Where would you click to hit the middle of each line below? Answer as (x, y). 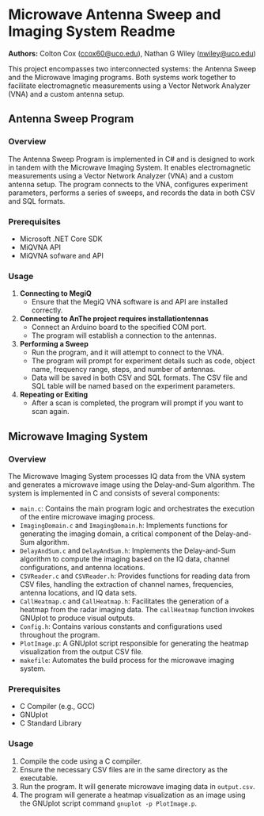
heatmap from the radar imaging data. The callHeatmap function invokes (137, 609)
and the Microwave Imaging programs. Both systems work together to (122, 77)
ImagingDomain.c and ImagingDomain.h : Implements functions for (123, 525)
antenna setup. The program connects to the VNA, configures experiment (128, 184)
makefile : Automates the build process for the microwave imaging (127, 660)
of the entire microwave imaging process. (87, 516)
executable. (39, 778)
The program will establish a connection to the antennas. (124, 335)
